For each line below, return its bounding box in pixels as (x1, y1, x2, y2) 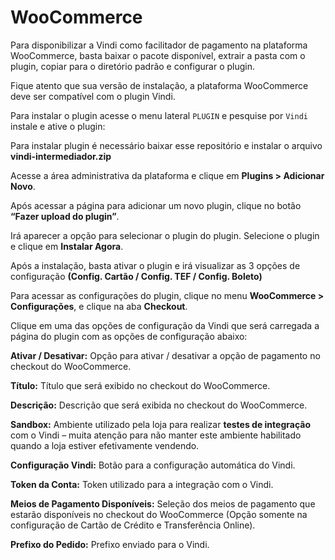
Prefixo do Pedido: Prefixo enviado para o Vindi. (10, 538, 210, 550)
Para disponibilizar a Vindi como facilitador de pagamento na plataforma (10, 39, 308, 51)
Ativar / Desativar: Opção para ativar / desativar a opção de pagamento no (10, 349, 321, 361)
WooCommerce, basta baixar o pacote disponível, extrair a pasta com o (10, 49, 306, 61)
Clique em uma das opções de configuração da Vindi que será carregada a (10, 319, 320, 331)
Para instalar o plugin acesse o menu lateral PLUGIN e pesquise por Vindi (10, 109, 308, 121)
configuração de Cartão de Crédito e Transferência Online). (10, 519, 256, 531)
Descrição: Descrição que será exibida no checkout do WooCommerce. (10, 399, 308, 411)
